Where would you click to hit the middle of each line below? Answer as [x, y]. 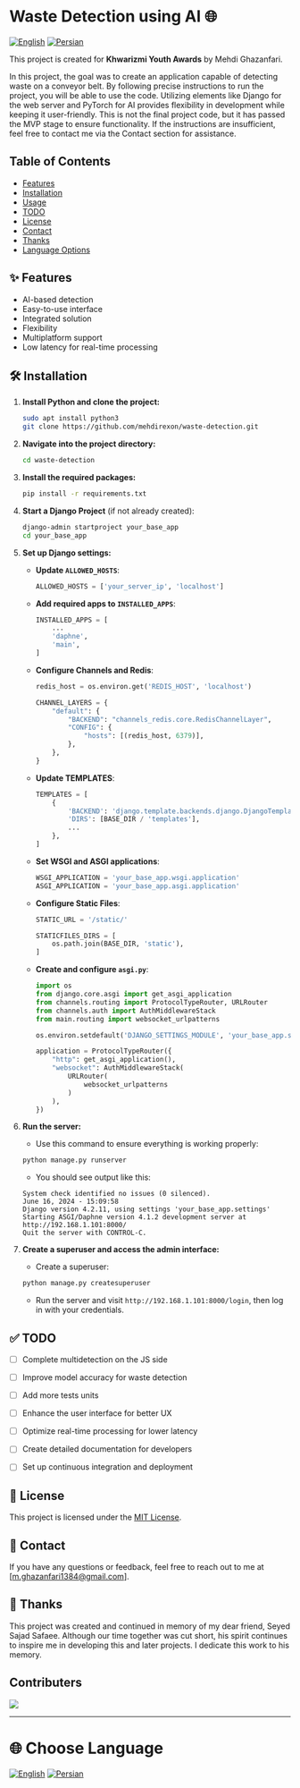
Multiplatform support [62, 337]
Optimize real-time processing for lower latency [110, 1431]
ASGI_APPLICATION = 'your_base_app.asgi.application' [137, 886]
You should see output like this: [93, 1177]
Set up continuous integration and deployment [108, 1467]
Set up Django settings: [67, 553]
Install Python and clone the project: [91, 402]
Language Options [56, 250]
